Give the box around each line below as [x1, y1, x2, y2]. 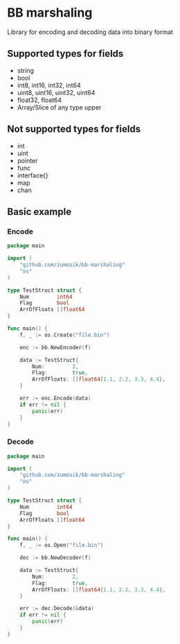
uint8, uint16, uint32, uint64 [17, 88, 96, 96]
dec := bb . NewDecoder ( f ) [19, 555, 91, 562]
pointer [17, 156, 38, 164]
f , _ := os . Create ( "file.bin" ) [19, 331, 110, 338]
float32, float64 [17, 96, 62, 104]
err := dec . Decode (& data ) [19, 605, 95, 612]
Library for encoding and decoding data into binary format [7, 28, 173, 36]
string [17, 66, 35, 74]
